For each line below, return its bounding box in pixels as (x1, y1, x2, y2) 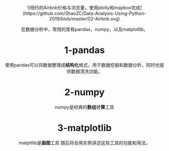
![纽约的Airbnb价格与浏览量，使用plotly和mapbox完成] (27, 5, 142, 11)
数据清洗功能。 (71, 68, 102, 74)
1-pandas (64, 44, 105, 56)
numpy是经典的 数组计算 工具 (54, 104, 115, 110)
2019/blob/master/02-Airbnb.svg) (49, 16, 120, 21)
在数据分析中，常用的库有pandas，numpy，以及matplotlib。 (20, 27, 149, 32)
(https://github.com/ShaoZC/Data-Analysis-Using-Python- (23, 10, 146, 16)
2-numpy (64, 87, 105, 98)
